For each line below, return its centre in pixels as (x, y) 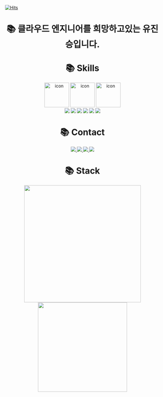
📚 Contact (82, 132)
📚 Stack (82, 171)
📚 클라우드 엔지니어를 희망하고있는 (74, 29)
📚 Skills (82, 68)
